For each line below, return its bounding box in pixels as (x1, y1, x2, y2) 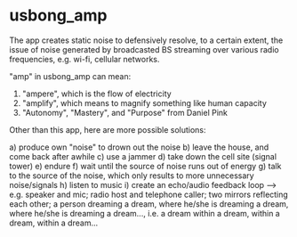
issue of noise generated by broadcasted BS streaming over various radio (9, 44, 279, 54)
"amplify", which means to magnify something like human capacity (21, 97, 267, 108)
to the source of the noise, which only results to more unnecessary (9, 170, 255, 181)
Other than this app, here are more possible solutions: (9, 124, 206, 135)
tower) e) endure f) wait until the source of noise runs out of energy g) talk (9, 160, 282, 171)
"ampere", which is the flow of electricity (21, 88, 172, 99)
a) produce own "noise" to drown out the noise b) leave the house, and (9, 142, 269, 152)
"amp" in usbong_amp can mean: (9, 70, 132, 81)
